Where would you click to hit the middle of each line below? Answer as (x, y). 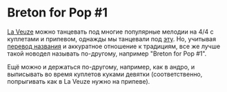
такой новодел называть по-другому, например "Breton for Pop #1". (107, 54)
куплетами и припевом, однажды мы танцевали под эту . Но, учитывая (111, 38)
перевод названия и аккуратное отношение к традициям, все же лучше (114, 46)
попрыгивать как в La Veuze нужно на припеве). (79, 81)
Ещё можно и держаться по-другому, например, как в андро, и (101, 67)
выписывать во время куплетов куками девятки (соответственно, (105, 74)
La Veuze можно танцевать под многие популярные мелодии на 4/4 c (110, 32)
